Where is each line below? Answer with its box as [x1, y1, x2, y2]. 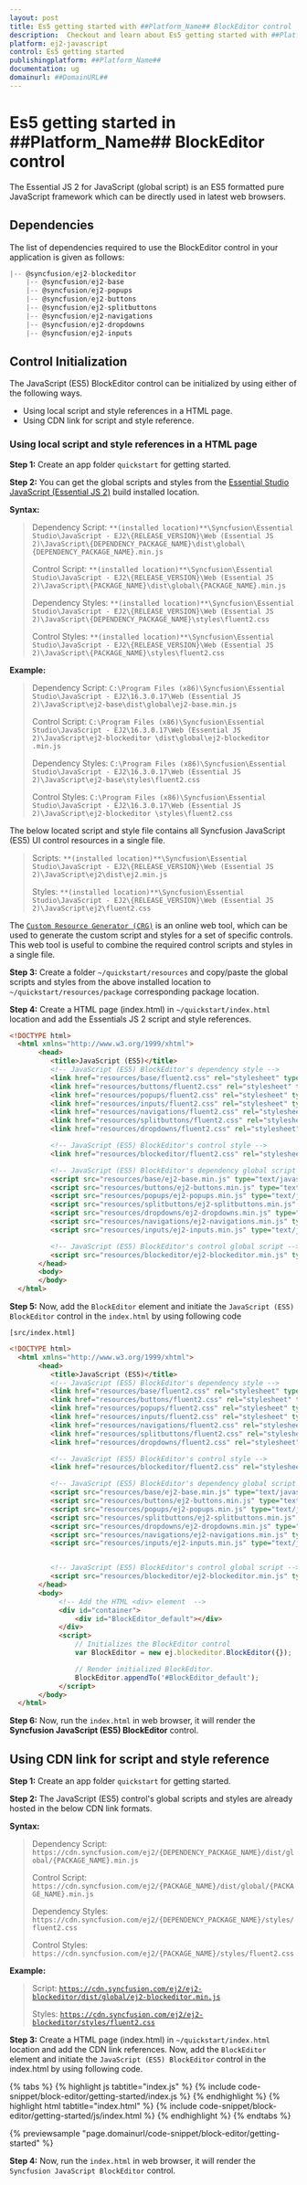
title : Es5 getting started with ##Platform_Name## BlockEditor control [9, 22, 292, 31]
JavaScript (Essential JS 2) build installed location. [9, 486, 200, 497]
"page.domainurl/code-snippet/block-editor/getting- [81, 2128, 281, 2139]
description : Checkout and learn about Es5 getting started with [9, 30, 268, 39]
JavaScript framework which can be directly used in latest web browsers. [9, 191, 286, 202]
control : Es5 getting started [9, 48, 125, 57]
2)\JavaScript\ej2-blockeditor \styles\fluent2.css [31, 809, 233, 818]
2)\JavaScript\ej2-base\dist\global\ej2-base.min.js [31, 700, 238, 709]
